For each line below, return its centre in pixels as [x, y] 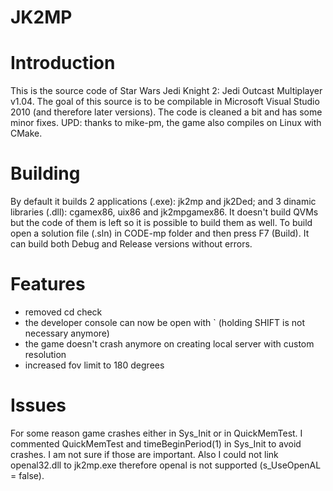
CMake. [26, 133]
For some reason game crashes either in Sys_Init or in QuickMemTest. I [156, 433]
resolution [45, 354]
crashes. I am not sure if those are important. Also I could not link [144, 454]
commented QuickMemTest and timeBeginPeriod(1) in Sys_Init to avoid [156, 443]
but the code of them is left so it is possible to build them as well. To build [161, 223]
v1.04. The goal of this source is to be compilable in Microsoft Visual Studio [165, 102]
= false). [27, 475]
